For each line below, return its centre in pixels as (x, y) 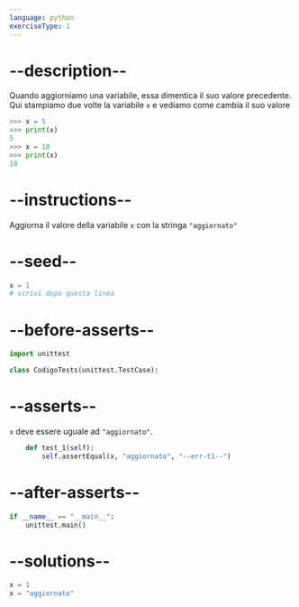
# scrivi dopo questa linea (62, 294)
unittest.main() (56, 525)
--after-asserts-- (74, 492)
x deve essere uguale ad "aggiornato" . (81, 431)
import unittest (40, 354)
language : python (42, 18)
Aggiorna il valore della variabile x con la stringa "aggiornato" (123, 225)
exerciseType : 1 (40, 26)
